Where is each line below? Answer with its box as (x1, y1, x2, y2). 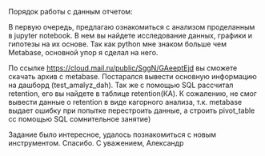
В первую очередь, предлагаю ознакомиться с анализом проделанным (8, 22, 255, 31)
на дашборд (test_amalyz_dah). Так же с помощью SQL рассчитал (8, 80, 234, 90)
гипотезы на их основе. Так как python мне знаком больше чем (8, 39, 227, 49)
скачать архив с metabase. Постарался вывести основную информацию (8, 72, 258, 81)
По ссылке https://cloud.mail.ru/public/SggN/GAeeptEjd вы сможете (8, 63, 238, 73)
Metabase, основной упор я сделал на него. (8, 48, 159, 57)
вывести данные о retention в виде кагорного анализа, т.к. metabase (8, 98, 243, 106)
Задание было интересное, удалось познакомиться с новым (8, 130, 217, 139)
